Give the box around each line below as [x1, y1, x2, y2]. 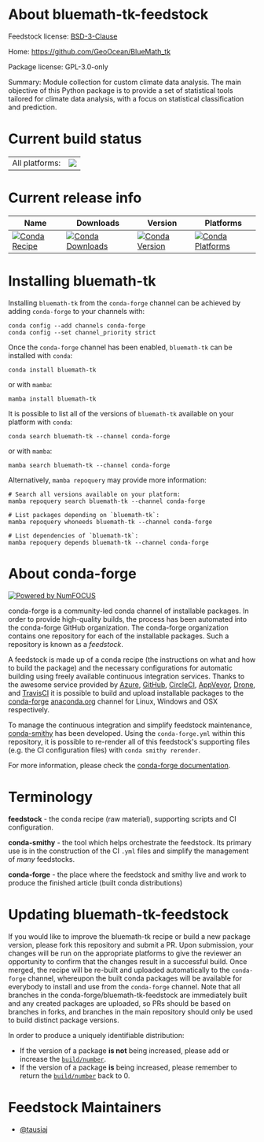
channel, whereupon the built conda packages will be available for [27, 974, 242, 983]
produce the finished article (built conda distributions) [8, 878, 183, 887]
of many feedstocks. [8, 854, 75, 863]
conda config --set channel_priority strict [8, 328, 156, 336]
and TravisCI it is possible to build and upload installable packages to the [8, 688, 244, 697]
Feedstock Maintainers [8, 1098, 162, 1116]
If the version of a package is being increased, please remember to [19, 1063, 237, 1072]
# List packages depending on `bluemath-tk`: [8, 511, 159, 519]
